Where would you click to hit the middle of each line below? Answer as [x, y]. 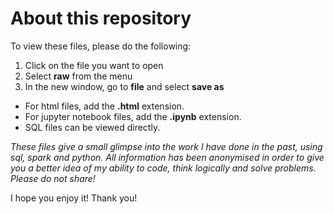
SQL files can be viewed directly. [92, 127]
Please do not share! [53, 178]
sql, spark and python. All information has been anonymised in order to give [167, 157]
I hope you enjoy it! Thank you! [74, 198]
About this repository [101, 18]
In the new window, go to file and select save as [124, 86]
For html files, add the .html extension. [104, 106]
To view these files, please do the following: [101, 46]
